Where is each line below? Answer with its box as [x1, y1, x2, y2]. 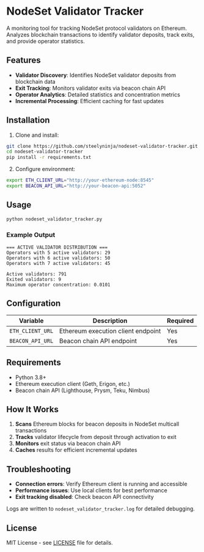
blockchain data [15, 78, 56, 85]
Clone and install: [15, 131, 59, 139]
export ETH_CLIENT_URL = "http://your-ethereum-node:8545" [6, 177, 155, 184]
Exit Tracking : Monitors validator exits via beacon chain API [15, 84, 166, 92]
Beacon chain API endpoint [59, 336, 137, 345]
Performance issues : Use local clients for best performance [15, 487, 168, 494]
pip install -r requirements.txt [6, 154, 92, 161]
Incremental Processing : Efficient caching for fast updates [15, 97, 164, 104]
